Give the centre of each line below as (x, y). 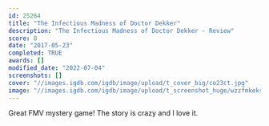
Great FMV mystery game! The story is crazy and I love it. (103, 113)
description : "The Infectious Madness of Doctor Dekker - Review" (121, 30)
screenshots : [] (35, 75)
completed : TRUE (35, 53)
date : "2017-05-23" (41, 46)
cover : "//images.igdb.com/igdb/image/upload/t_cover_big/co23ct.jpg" (128, 83)
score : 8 (23, 38)
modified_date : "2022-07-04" (57, 68)
